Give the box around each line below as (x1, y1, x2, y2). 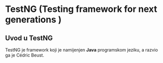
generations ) (5, 14, 62, 25)
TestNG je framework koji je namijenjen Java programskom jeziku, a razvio (5, 47, 158, 53)
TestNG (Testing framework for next (5, 3, 158, 15)
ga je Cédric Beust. (5, 52, 45, 58)
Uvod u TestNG (5, 34, 53, 42)
